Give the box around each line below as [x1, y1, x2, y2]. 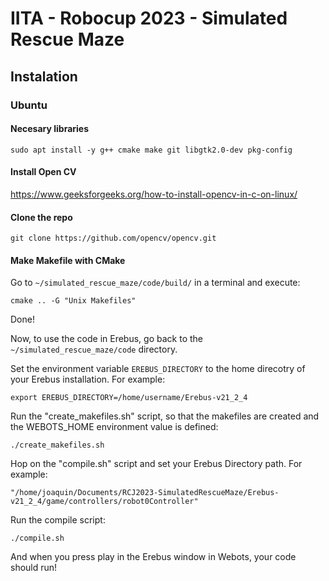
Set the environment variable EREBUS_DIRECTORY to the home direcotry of [10, 363, 306, 375]
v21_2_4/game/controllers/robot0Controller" [10, 497, 199, 507]
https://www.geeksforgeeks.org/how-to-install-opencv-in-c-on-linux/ [10, 188, 298, 200]
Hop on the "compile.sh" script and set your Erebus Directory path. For [10, 458, 303, 470]
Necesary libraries [10, 123, 90, 135]
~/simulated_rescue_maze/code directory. [10, 343, 178, 356]
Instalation [10, 68, 78, 85]
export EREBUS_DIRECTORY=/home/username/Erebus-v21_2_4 [10, 393, 248, 403]
